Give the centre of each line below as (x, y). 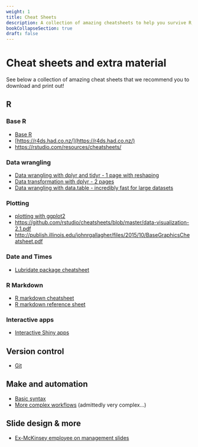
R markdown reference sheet (50, 304)
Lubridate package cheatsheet (52, 270)
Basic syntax (30, 398)
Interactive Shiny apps (42, 332)
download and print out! (35, 86)
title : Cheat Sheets (32, 17)
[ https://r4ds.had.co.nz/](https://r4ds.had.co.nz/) (75, 141)
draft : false (22, 34)
